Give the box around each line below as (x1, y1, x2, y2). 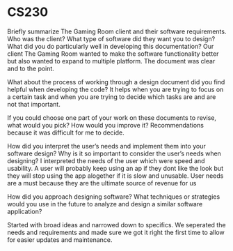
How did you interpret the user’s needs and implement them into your (7, 142, 207, 150)
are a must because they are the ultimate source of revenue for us (7, 178, 197, 187)
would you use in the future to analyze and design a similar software (7, 199, 203, 208)
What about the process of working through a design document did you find (7, 77, 225, 86)
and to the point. (7, 64, 54, 73)
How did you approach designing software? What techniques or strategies (7, 192, 220, 201)
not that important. (7, 100, 61, 108)
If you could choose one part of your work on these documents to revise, (7, 113, 217, 122)
